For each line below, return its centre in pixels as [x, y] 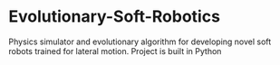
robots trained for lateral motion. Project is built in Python [115, 51]
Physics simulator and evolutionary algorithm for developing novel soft [140, 42]
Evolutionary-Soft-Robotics [115, 17]
